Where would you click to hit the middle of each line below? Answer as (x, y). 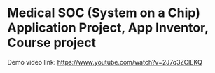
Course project (52, 43)
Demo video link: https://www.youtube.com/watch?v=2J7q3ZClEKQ (105, 62)
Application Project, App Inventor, (108, 28)
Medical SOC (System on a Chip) (104, 13)
